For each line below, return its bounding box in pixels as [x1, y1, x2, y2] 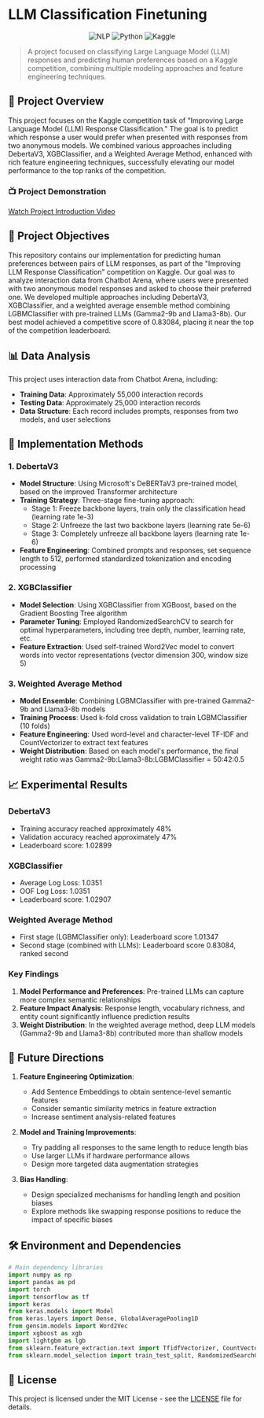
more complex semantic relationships [19, 995, 141, 1004]
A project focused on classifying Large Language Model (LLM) [27, 46, 230, 56]
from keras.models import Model [8, 1308, 114, 1316]
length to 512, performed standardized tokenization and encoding [19, 554, 232, 563]
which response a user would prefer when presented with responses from [8, 132, 248, 142]
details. [8, 1402, 32, 1412]
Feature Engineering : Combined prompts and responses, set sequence [19, 545, 251, 556]
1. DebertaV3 [8, 460, 59, 471]
